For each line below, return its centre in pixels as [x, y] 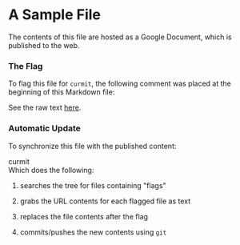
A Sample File [55, 15]
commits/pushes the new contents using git [93, 232]
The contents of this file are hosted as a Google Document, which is [120, 37]
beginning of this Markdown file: [62, 92]
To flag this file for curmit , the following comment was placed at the [120, 84]
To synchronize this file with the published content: [92, 146]
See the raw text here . [45, 108]
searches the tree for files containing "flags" [93, 185]
